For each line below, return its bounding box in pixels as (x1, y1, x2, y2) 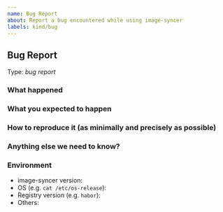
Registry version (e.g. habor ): (17, 191, 101, 199)
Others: (17, 199, 40, 207)
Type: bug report (7, 68, 56, 76)
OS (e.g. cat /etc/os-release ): (17, 183, 107, 192)
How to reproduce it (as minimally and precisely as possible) (7, 122, 217, 132)
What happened (7, 85, 63, 95)
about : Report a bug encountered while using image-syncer (7, 17, 183, 24)
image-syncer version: (17, 176, 82, 185)
